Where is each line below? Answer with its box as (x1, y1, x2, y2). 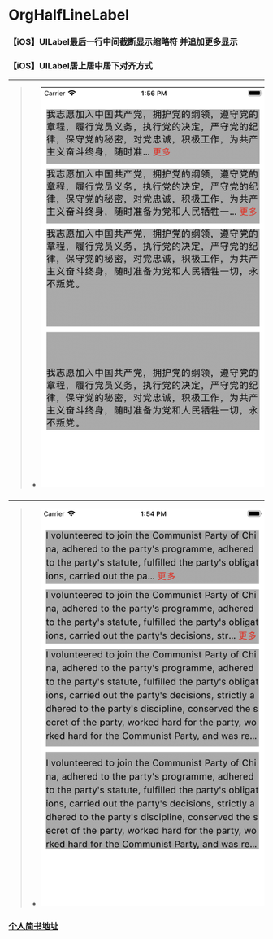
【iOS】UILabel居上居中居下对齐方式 (8, 60, 153, 72)
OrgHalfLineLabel (8, 6, 130, 24)
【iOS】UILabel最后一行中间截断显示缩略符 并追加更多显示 (8, 37, 238, 48)
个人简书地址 (8, 921, 59, 932)
